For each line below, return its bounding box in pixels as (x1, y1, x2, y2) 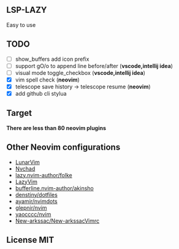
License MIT (6, 235, 55, 245)
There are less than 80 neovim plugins (6, 124, 106, 131)
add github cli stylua (15, 90, 67, 97)
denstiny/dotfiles (15, 191, 58, 198)
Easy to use (6, 21, 36, 28)
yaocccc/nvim (15, 210, 51, 218)
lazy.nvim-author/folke (15, 171, 72, 178)
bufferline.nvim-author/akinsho (15, 184, 94, 192)
